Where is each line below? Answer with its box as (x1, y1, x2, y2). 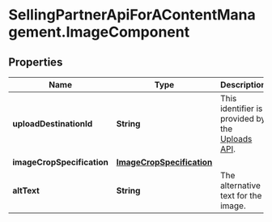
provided (219, 113, 255, 124)
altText (12, 185, 40, 196)
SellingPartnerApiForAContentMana (8, 6, 257, 24)
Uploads (219, 134, 253, 144)
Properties (8, 55, 63, 69)
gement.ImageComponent (8, 23, 190, 41)
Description (219, 79, 267, 90)
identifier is (219, 103, 263, 114)
